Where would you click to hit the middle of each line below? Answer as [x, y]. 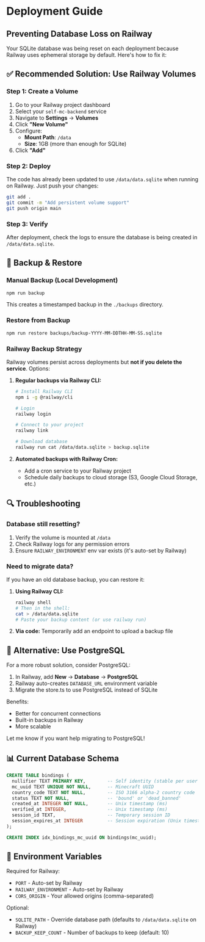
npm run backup [26, 293]
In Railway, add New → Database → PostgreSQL [77, 677]
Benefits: [18, 702]
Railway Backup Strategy [44, 349]
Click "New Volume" [41, 124]
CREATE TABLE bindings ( [38, 776]
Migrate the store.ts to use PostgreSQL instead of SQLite [86, 690]
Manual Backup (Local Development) [62, 280]
